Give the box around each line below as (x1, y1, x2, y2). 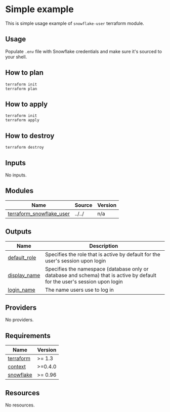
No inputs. (5, 172, 27, 178)
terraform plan (5, 86, 37, 91)
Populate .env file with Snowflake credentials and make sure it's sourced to (5, 48, 162, 54)
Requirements (5, 331, 51, 340)
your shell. (5, 54, 27, 60)
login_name (8, 286, 35, 293)
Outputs (5, 227, 32, 236)
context (8, 363, 26, 370)
